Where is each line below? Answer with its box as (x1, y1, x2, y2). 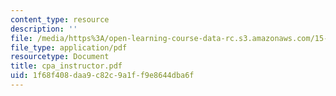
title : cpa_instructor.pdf (10, 61, 123, 71)
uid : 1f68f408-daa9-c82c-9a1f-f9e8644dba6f (10, 71, 195, 81)
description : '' (10, 24, 78, 34)
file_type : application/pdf (10, 42, 128, 53)
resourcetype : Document (10, 52, 110, 62)
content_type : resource (10, 14, 110, 25)
